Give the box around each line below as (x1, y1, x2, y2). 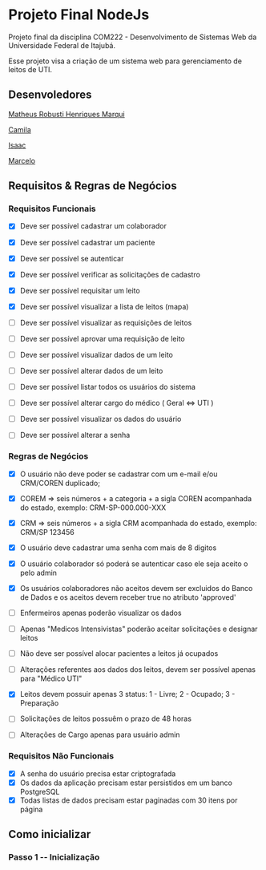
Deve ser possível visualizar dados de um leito (19, 350, 174, 359)
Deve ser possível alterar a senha (19, 431, 131, 440)
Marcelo (8, 156, 36, 165)
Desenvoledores (8, 88, 92, 102)
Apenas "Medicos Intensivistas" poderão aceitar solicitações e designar (19, 624, 258, 634)
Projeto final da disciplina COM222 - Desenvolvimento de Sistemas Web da (8, 32, 257, 42)
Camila (8, 124, 31, 134)
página (19, 804, 43, 814)
